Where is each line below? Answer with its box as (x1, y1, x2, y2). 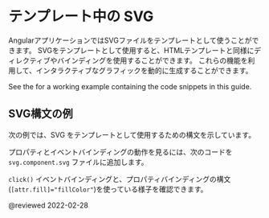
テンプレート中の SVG (8, 7, 154, 26)
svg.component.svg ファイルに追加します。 (8, 157, 149, 167)
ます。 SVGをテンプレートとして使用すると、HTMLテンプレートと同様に (14, 45, 255, 55)
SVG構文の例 (8, 107, 74, 121)
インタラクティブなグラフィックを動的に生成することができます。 (35, 65, 253, 75)
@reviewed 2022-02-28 (8, 200, 88, 210)
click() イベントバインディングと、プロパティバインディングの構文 (8, 174, 231, 183)
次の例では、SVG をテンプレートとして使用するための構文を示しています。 (8, 130, 255, 139)
